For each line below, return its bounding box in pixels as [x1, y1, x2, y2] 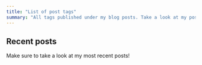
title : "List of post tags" [6, 8, 77, 15]
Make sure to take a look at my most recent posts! [6, 52, 130, 60]
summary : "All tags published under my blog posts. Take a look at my [6, 14, 187, 20]
